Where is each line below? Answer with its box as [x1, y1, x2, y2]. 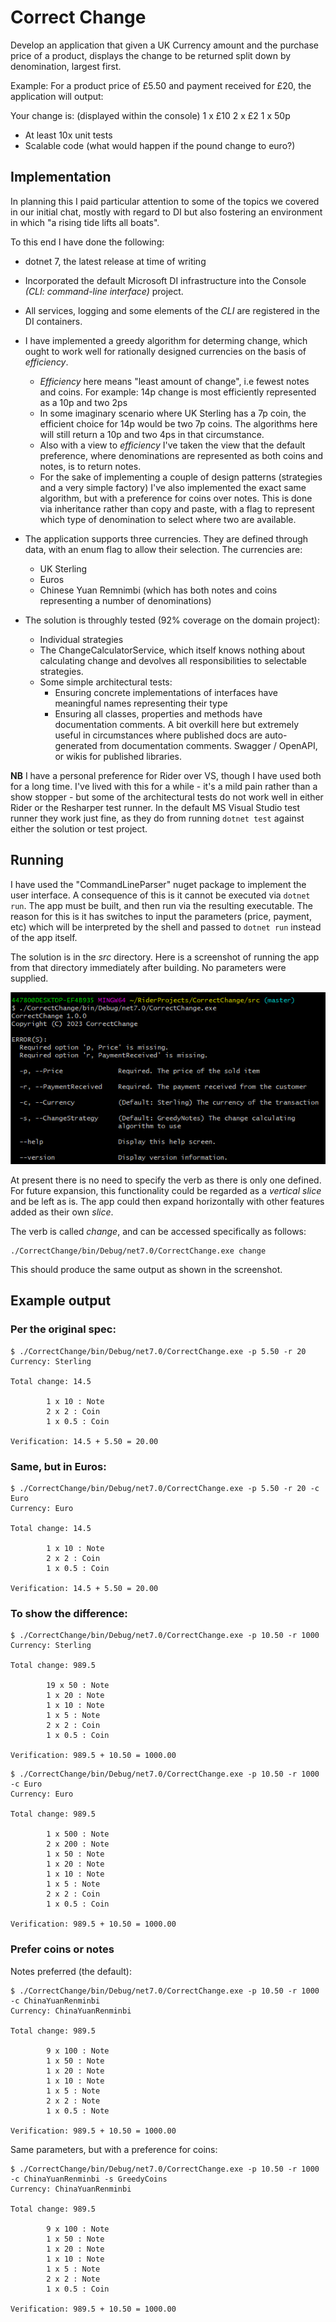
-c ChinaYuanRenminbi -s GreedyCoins [10, 2174, 168, 2184]
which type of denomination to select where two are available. [39, 513, 297, 525]
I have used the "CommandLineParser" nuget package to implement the [10, 878, 307, 890]
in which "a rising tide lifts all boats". [10, 216, 160, 228]
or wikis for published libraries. [54, 750, 183, 762]
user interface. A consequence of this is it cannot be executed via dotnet [10, 889, 311, 901]
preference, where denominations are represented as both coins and [39, 449, 324, 461]
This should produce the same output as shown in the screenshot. [10, 1263, 283, 1275]
